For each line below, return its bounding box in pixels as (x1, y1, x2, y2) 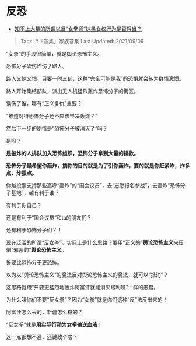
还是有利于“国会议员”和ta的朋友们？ (6, 214, 92, 221)
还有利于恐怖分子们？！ (6, 226, 62, 234)
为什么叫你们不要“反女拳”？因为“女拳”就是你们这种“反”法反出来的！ (6, 296, 168, 303)
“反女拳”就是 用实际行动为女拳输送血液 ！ (6, 321, 103, 328)
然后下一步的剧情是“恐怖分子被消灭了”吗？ (6, 125, 108, 132)
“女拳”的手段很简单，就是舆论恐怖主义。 (6, 50, 103, 57)
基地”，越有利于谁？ (10, 189, 60, 196)
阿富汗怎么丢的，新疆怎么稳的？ (6, 308, 83, 316)
